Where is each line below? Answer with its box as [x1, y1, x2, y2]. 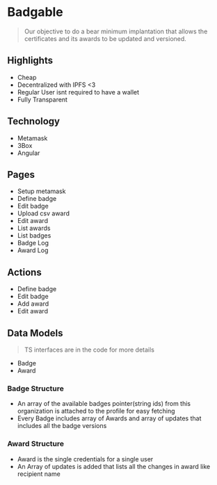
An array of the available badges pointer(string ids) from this [17, 400, 191, 408]
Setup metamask [17, 187, 66, 195]
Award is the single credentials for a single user [17, 454, 154, 463]
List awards [17, 224, 51, 233]
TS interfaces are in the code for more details [24, 345, 155, 354]
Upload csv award [17, 209, 70, 217]
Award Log [17, 246, 49, 254]
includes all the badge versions [17, 422, 107, 430]
